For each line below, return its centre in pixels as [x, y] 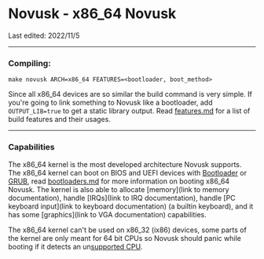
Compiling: [29, 63]
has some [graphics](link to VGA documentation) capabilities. [107, 214]
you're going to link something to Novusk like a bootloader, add [110, 102]
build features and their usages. [60, 120]
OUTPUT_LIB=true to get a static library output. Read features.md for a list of [129, 111]
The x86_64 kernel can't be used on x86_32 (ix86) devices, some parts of [128, 230]
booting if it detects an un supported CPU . [75, 246]
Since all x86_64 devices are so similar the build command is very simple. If [130, 94]
